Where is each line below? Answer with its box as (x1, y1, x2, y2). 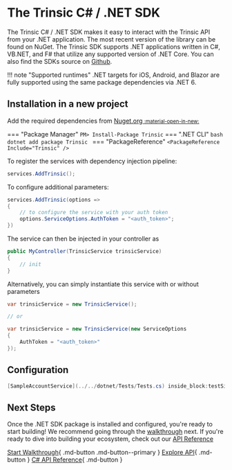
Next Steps (7, 401, 56, 413)
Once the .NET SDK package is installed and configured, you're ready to (7, 420, 213, 428)
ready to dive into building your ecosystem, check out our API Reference (7, 435, 214, 443)
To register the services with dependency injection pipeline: (7, 157, 177, 165)
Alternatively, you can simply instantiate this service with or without (7, 279, 199, 288)
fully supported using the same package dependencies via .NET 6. (7, 78, 197, 86)
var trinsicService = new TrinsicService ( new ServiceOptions (7, 326, 187, 333)
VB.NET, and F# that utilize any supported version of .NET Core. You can (7, 50, 214, 58)
